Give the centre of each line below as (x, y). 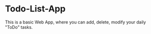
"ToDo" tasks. (19, 27)
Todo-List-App (35, 9)
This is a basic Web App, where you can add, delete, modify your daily (75, 22)
